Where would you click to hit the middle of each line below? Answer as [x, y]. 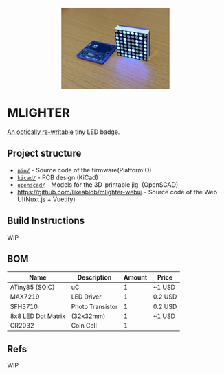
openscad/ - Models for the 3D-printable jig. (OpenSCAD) [98, 184]
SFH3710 [24, 306]
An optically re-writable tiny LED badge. [64, 132]
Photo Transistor [94, 306]
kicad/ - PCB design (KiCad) [57, 177]
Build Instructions [46, 221]
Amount [135, 277]
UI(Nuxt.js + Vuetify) [46, 199]
